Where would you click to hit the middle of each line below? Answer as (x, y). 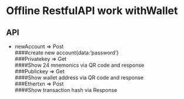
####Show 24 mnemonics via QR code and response (79, 65)
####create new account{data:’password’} (67, 53)
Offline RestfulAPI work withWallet (92, 11)
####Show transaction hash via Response (66, 90)
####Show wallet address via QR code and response (79, 78)
